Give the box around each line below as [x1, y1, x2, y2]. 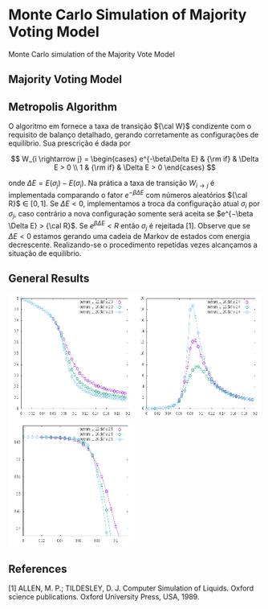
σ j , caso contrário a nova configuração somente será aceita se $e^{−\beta [8, 209, 254, 220]
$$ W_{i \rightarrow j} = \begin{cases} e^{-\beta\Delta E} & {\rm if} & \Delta [10, 154, 259, 164]
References [8, 562, 67, 576]
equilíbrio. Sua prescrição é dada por [8, 138, 131, 148]
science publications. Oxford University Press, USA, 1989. [8, 592, 200, 602]
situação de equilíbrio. [8, 248, 82, 258]
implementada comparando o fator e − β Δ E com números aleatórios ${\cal [8, 188, 248, 200]
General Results [8, 272, 90, 286]
